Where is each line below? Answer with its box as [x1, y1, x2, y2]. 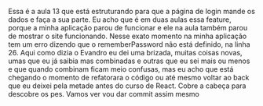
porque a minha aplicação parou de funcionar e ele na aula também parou [8, 23, 248, 32]
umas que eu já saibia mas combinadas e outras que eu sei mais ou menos [8, 56, 250, 65]
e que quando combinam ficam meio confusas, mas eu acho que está [8, 65, 234, 73]
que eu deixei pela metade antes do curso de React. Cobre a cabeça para [8, 81, 247, 90]
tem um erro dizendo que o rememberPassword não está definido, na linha [8, 40, 250, 49]
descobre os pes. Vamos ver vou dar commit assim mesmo [8, 90, 200, 98]
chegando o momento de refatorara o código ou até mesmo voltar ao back [8, 73, 250, 82]
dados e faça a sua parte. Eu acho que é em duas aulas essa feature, [8, 15, 232, 24]
